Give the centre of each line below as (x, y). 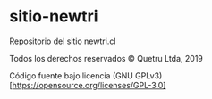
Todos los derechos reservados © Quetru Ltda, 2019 (106, 58)
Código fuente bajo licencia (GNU (72, 75)
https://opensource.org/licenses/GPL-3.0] (89, 85)
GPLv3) (149, 75)
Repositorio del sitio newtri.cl (63, 41)
